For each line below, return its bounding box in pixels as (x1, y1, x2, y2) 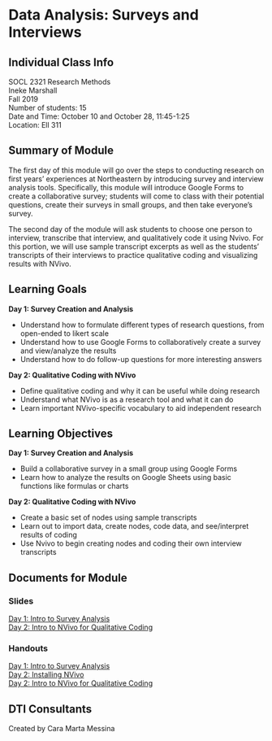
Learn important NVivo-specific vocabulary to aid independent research (19, 403, 261, 412)
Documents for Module (8, 571, 127, 585)
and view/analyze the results (19, 346, 117, 355)
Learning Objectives (8, 427, 114, 441)
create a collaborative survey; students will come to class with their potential (8, 191, 265, 201)
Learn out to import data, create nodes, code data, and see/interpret (19, 521, 249, 531)
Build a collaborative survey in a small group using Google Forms (19, 464, 238, 473)
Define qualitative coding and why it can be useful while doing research (19, 386, 261, 395)
